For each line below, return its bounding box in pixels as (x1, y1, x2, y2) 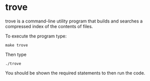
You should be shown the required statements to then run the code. (5, 69, 145, 76)
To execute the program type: (5, 33, 67, 39)
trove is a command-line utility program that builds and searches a (5, 18, 143, 24)
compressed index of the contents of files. (5, 23, 93, 29)
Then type (5, 51, 27, 57)
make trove (5, 42, 28, 47)
